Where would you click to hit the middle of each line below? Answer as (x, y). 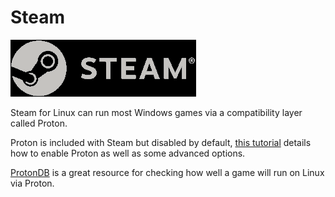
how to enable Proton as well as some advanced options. (128, 153)
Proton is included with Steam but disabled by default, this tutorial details (161, 142)
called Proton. (39, 123)
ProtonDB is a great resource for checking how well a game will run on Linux (167, 172)
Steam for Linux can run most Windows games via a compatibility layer (156, 112)
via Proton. (32, 183)
